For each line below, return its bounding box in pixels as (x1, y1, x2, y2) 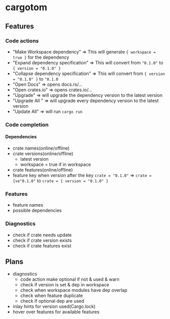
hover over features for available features (12, 309, 100, 315)
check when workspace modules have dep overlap (20, 287, 128, 293)
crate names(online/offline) (12, 145, 70, 151)
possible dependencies (12, 207, 62, 213)
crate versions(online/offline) (12, 151, 74, 157)
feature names (12, 202, 43, 208)
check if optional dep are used (20, 298, 84, 304)
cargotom (5, 2, 47, 13)
